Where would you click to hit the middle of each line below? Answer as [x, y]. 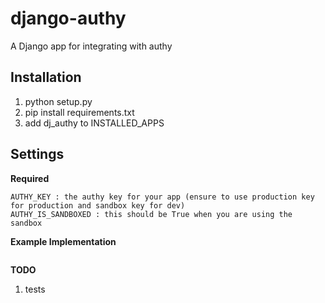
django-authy [68, 18]
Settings [37, 154]
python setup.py [58, 101]
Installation [46, 77]
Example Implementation [63, 241]
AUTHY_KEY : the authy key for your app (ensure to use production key [162, 197]
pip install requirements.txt [79, 112]
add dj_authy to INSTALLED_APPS [94, 123]
